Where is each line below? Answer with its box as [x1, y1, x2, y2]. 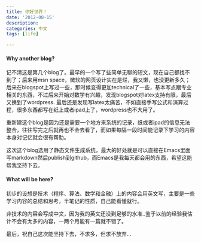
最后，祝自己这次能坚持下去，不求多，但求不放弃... [6, 230, 132, 237]
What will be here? [6, 175, 54, 183]
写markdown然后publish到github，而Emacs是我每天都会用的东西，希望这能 [6, 154, 193, 162]
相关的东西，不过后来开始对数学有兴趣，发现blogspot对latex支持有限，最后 [6, 91, 192, 99]
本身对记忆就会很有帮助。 [6, 134, 69, 141]
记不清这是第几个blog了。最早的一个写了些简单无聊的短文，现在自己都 [6, 69, 179, 76]
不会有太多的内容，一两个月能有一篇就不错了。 [11, 217, 127, 224]
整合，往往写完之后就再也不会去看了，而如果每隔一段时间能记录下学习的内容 [6, 126, 195, 133]
